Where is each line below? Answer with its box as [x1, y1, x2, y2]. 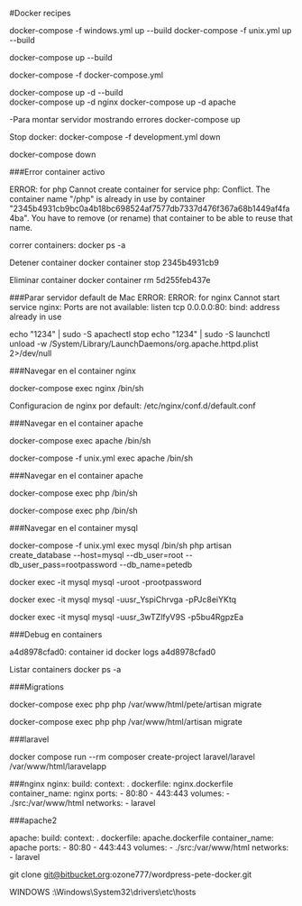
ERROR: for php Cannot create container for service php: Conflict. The [9, 184, 270, 195]
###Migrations [9, 682, 65, 692]
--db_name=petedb [119, 559, 193, 570]
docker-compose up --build [9, 52, 113, 62]
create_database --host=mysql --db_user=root [9, 550, 184, 560]
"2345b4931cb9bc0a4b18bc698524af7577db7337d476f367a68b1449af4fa [9, 203, 290, 214]
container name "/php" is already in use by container [9, 194, 206, 204]
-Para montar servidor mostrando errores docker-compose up [9, 114, 241, 124]
